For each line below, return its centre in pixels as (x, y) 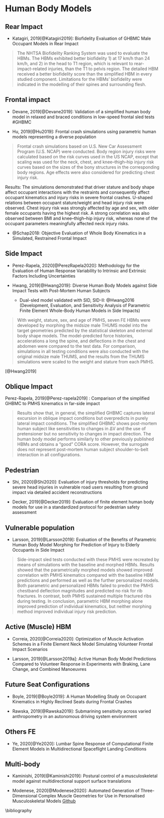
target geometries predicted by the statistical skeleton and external (85, 330)
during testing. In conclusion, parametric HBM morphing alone (80, 601)
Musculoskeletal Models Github (44, 801)
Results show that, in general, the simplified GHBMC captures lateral (86, 413)
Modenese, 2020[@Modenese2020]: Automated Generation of (76, 791)
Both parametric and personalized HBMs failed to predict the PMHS (85, 586)
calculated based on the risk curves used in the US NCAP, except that (87, 156)
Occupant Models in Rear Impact (45, 44)
